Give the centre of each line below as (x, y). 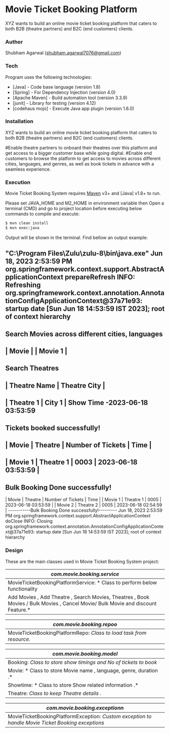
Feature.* (19, 609)
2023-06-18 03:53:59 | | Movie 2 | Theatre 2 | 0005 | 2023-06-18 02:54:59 (84, 505)
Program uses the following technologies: (49, 77)
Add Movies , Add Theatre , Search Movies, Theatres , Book (79, 597)
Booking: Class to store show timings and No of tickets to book (82, 662)
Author (14, 42)
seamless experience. (28, 169)
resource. (19, 639)
